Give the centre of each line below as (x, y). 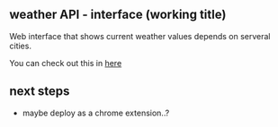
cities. (20, 46)
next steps (40, 92)
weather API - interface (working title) (118, 15)
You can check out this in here (66, 63)
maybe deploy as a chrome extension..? (96, 113)
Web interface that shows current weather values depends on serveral (140, 36)
